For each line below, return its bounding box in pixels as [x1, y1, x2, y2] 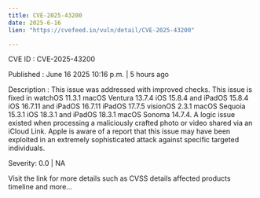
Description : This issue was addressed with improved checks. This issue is [8, 85, 253, 94]
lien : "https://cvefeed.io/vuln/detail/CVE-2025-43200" [8, 26, 195, 34]
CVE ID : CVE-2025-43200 [8, 54, 96, 64]
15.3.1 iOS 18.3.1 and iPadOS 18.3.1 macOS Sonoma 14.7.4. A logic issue [8, 110, 236, 119]
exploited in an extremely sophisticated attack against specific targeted [8, 135, 240, 145]
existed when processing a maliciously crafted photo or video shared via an [8, 119, 253, 128]
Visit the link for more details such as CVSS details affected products [8, 174, 231, 183]
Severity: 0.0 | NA [8, 159, 65, 168]
